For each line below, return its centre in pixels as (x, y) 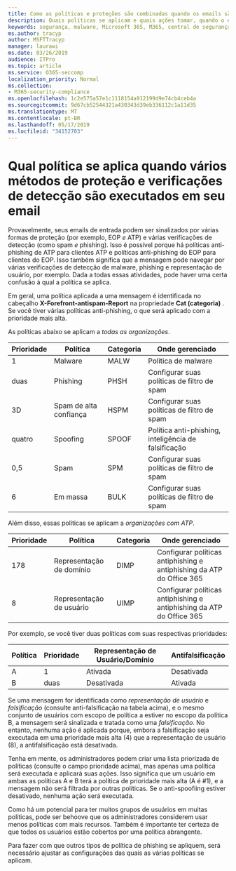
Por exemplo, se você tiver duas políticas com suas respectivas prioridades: (118, 634)
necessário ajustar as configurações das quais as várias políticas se (106, 853)
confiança (70, 415)
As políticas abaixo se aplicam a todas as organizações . (89, 332)
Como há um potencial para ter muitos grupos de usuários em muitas (108, 810)
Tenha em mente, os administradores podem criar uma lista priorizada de (114, 759)
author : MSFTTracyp (36, 40)
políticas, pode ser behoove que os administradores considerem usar (108, 817)
